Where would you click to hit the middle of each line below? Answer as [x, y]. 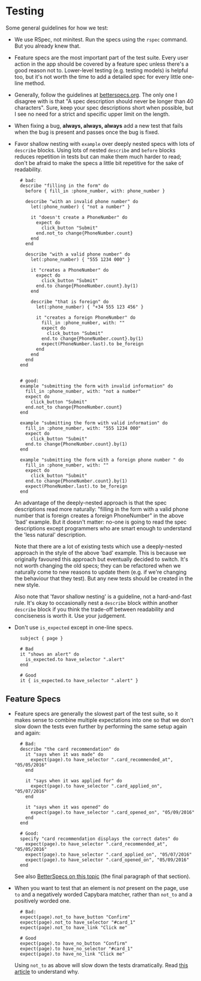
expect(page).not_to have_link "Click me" [74, 927]
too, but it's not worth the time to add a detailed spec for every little [97, 77]
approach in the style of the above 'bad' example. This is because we [100, 553]
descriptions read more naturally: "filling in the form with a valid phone [101, 509]
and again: [27, 733]
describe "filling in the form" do [64, 186]
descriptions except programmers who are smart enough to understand [103, 528]
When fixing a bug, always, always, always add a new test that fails [98, 125]
